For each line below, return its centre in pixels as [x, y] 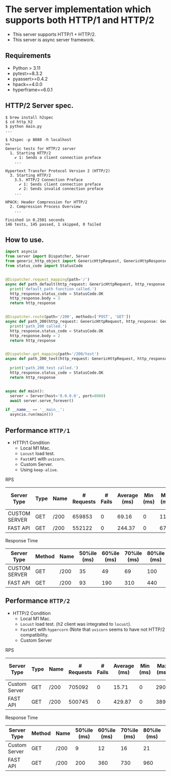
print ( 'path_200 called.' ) [38, 326]
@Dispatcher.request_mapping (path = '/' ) [48, 279]
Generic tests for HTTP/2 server [41, 149]
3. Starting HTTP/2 [31, 175]
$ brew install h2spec [29, 117]
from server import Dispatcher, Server [48, 256]
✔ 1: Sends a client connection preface [58, 157]
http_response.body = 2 [35, 336]
